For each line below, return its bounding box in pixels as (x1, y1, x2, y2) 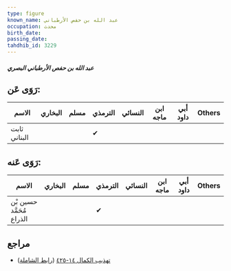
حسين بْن (10, 197, 38, 207)
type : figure (7, 10, 45, 17)
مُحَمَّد (10, 205, 27, 215)
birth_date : (7, 29, 41, 37)
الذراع (10, 214, 28, 224)
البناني (10, 132, 29, 142)
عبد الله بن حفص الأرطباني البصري (7, 63, 94, 72)
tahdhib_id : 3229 (7, 42, 57, 49)
